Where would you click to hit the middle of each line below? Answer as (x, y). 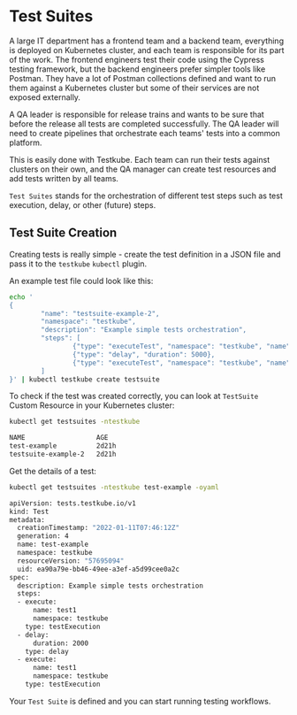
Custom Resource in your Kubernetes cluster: (92, 405)
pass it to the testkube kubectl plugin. (78, 264)
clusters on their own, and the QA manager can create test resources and (143, 169)
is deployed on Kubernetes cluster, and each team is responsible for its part (147, 50)
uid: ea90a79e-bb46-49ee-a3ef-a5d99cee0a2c (98, 569)
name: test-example (53, 545)
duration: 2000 (61, 643)
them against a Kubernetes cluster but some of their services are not (134, 88)
